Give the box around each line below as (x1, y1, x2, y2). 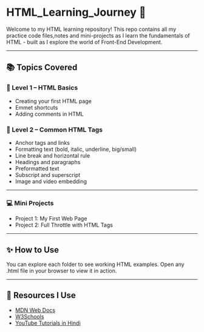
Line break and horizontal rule (15, 151, 90, 159)
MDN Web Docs (15, 306, 56, 314)
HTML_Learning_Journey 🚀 (6, 5, 146, 19)
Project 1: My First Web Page (15, 215, 87, 222)
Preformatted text (15, 165, 59, 172)
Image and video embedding (15, 178, 87, 185)
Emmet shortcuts (15, 104, 58, 111)
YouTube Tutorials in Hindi (15, 319, 81, 327)
